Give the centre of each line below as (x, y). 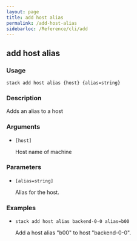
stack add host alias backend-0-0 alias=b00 (72, 222)
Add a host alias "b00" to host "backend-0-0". (73, 233)
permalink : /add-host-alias (42, 23)
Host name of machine (43, 152)
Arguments (23, 127)
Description (24, 98)
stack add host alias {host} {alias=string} (63, 83)
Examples (21, 208)
